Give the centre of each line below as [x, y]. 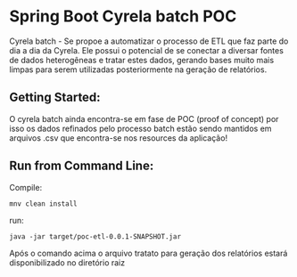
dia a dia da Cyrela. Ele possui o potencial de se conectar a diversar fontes [146, 50]
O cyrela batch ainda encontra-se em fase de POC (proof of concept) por [144, 118]
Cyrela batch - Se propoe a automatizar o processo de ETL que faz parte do [149, 41]
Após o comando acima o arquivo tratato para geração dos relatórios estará [148, 253]
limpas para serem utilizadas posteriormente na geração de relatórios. [138, 69]
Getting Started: [55, 98]
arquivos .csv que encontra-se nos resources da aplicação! [119, 138]
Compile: [26, 187]
